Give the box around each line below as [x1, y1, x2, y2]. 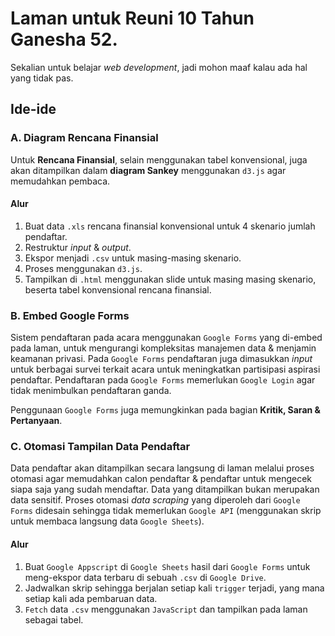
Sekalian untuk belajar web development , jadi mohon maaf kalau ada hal [10, 61, 308, 73]
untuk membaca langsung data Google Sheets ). [10, 515, 205, 527]
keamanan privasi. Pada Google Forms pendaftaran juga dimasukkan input [10, 353, 313, 365]
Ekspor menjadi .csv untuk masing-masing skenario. [24, 252, 242, 264]
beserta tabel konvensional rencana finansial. [24, 283, 212, 296]
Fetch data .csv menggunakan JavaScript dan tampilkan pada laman [24, 603, 308, 615]
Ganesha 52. [10, 28, 118, 51]
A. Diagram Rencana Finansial [10, 131, 159, 145]
